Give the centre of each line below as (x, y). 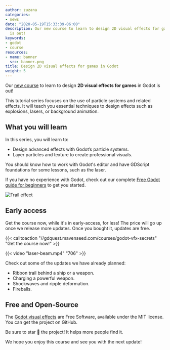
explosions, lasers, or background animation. (52, 111)
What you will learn (36, 127)
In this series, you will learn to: (37, 139)
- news (12, 19)
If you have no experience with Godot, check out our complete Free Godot (83, 180)
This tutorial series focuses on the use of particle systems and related (78, 101)
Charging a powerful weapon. (44, 278)
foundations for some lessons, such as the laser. (56, 169)
